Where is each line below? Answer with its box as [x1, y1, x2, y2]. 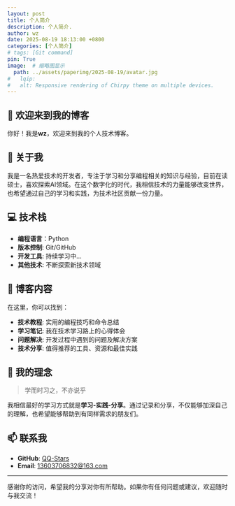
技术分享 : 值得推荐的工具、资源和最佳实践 [17, 344, 138, 352]
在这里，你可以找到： [7, 303, 69, 311]
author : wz [7, 29, 39, 37]
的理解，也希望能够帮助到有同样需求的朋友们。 [7, 410, 142, 418]
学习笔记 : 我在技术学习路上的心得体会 [17, 326, 126, 335]
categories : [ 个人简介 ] [7, 43, 72, 50]
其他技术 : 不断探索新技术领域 [17, 260, 101, 269]
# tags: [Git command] [7, 50, 73, 57]
